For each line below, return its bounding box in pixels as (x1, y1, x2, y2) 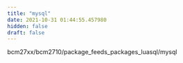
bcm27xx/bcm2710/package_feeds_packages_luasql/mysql (7, 48, 177, 56)
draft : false (7, 29, 45, 36)
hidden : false (7, 23, 49, 29)
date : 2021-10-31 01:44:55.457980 (7, 16, 107, 23)
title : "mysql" (7, 10, 51, 17)
